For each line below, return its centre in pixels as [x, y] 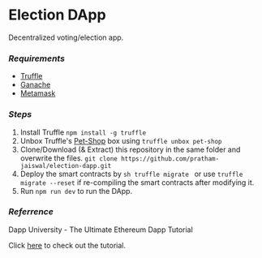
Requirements [37, 58]
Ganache [35, 85]
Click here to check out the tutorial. [67, 245]
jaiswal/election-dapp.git [66, 166]
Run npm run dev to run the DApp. [76, 191]
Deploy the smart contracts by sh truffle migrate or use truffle [131, 174]
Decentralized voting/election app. [66, 37]
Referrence [31, 212]
